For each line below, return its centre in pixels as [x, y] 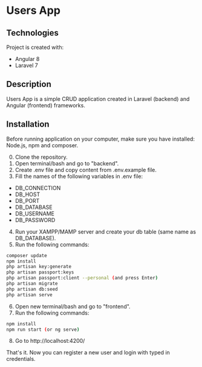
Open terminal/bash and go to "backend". [67, 163]
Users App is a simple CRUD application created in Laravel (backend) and [98, 99]
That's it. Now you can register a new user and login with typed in [88, 353]
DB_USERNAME [34, 213]
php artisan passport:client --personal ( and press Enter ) [82, 278]
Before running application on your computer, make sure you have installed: [101, 139]
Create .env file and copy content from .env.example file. [86, 170]
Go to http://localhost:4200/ [50, 341]
